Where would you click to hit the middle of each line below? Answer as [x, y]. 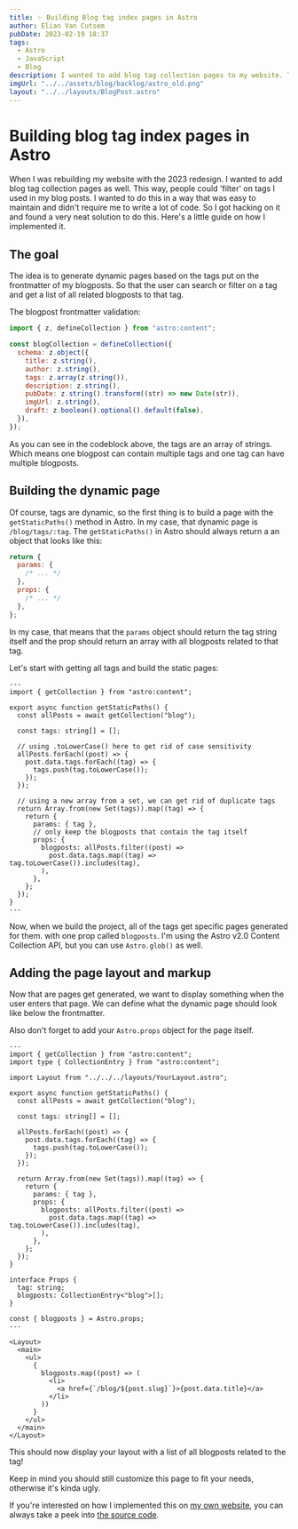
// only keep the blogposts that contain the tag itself [140, 832]
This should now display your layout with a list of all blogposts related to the [148, 1452]
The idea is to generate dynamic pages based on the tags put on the [134, 276]
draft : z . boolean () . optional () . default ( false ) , [114, 411]
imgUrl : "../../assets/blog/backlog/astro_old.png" [106, 84]
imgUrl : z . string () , [63, 402]
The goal [34, 254]
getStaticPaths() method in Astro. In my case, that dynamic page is [134, 522]
